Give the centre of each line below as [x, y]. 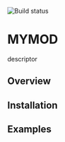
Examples [29, 130]
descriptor [22, 59]
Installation [32, 105]
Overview [29, 81]
